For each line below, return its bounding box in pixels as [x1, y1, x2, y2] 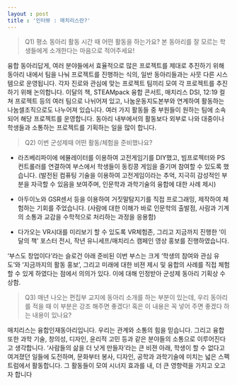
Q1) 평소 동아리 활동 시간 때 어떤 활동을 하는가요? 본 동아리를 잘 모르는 [24, 37, 219, 46]
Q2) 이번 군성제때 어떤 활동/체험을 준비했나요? [24, 138, 153, 146]
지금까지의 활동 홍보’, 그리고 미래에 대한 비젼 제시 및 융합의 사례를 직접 [23, 260, 217, 269]
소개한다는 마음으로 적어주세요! [49, 46, 135, 54]
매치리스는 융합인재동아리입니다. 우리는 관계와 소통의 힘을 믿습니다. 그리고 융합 [7, 326, 225, 334]
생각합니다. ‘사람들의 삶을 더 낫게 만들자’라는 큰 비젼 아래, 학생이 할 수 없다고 [14, 343, 225, 352]
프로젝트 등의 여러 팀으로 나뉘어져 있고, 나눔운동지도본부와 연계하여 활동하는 [14, 96, 225, 105]
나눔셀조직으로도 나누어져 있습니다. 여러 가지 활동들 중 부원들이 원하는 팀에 [7, 105, 214, 114]
